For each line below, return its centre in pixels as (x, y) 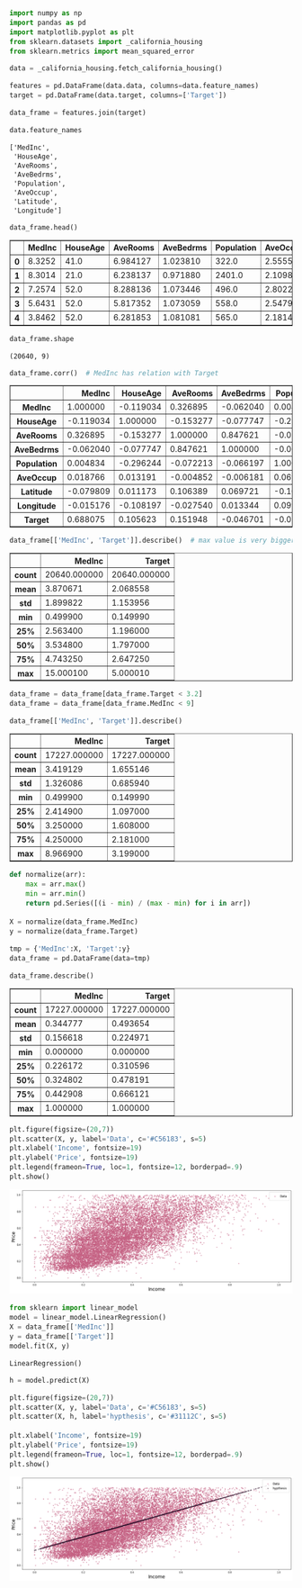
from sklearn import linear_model (74, 1308)
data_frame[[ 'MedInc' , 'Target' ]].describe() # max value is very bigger (152, 541)
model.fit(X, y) (40, 1346)
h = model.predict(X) (50, 1380)
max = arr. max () (56, 884)
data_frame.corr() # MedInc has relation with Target (114, 373)
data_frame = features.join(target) (78, 113)
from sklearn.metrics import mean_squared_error (102, 51)
